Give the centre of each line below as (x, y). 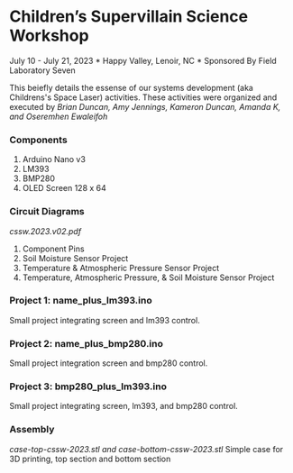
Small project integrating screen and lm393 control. (105, 320)
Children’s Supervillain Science (129, 17)
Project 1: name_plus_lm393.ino (81, 301)
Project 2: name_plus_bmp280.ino (87, 343)
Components (38, 140)
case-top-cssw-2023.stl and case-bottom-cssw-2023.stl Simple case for (146, 449)
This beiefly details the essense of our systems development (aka (132, 87)
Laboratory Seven (42, 70)
